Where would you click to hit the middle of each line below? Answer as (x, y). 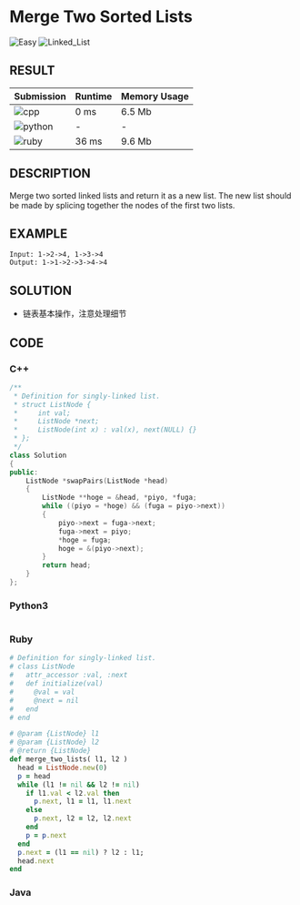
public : (24, 472)
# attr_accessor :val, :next (69, 676)
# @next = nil (44, 700)
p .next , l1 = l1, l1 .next (82, 802)
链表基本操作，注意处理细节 (75, 314)
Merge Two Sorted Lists (101, 17)
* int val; (42, 413)
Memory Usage (155, 96)
